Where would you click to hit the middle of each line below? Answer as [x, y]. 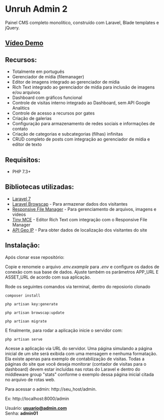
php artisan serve [24, 339]
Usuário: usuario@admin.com [36, 408]
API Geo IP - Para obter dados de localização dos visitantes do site [80, 230]
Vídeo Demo [24, 43]
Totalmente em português [38, 71]
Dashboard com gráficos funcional [47, 98]
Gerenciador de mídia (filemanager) [48, 77]
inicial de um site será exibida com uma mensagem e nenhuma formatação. [81, 353]
